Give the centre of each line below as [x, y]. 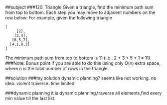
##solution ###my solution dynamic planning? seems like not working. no [81, 78]
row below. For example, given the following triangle [59, 18]
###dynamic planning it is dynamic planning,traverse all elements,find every [83, 93]
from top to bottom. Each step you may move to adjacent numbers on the [80, 12]
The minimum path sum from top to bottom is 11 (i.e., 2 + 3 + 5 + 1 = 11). [79, 58]
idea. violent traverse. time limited [40, 83]
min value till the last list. [30, 98]
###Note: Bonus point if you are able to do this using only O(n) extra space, [83, 63]
